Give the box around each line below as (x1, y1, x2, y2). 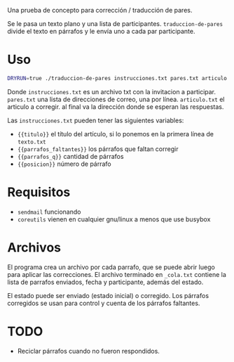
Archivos (7, 239, 62, 255)
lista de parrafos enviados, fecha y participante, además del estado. (7, 278, 204, 286)
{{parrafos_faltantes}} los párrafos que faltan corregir (17, 144, 179, 153)
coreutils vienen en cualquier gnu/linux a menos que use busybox (17, 214, 211, 224)
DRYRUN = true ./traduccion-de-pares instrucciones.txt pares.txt (7, 75, 199, 82)
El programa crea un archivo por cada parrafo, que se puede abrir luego (7, 263, 215, 271)
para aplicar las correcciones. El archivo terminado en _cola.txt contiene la (7, 270, 226, 278)
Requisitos (7, 184, 71, 200)
